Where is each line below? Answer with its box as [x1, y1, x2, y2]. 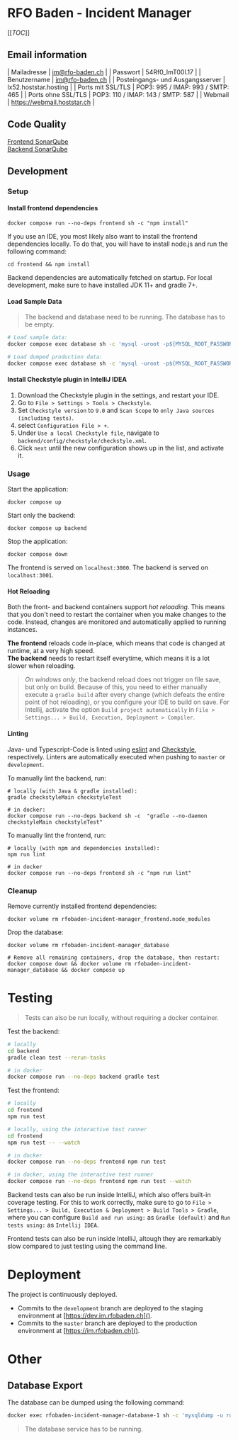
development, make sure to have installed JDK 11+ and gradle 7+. [7, 281, 198, 290]
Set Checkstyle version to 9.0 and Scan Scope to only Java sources [17, 406, 215, 414]
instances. [7, 625, 38, 634]
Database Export [7, 1379, 83, 1391]
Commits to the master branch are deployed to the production [17, 1319, 198, 1327]
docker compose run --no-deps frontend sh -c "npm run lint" [7, 869, 192, 876]
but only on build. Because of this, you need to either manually [24, 683, 208, 691]
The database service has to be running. [24, 1424, 143, 1433]
